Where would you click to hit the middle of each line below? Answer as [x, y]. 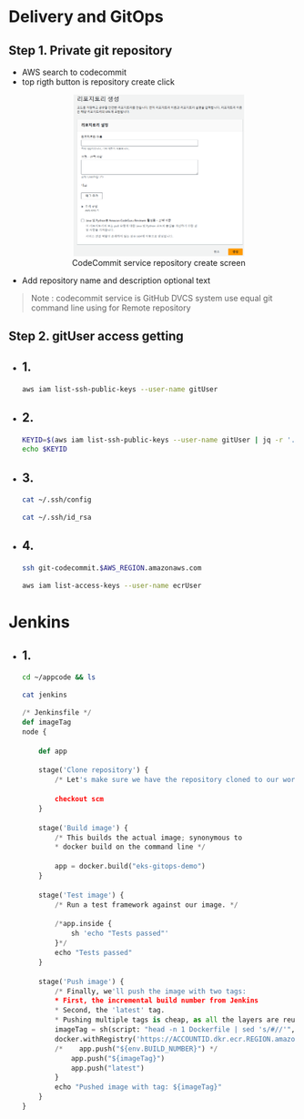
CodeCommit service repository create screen [159, 262]
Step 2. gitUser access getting [96, 336]
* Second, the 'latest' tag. [110, 1011]
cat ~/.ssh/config [56, 500]
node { [34, 732]
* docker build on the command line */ [130, 847]
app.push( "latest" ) [107, 1068]
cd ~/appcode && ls [59, 677]
